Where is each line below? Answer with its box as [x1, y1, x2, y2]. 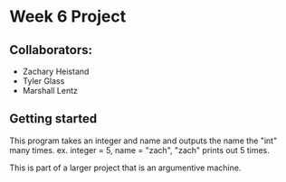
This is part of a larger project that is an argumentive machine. [9, 162, 242, 173]
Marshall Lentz [22, 86, 79, 96]
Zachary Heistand [22, 66, 90, 77]
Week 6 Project [9, 6, 127, 27]
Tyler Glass [22, 76, 65, 86]
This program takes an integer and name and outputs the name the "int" [9, 135, 278, 146]
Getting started [9, 111, 98, 127]
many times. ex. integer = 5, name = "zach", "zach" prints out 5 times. [9, 144, 270, 155]
